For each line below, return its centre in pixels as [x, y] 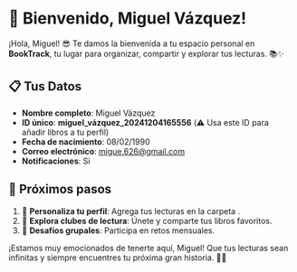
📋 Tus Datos [45, 86]
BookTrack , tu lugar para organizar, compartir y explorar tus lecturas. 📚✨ [146, 53]
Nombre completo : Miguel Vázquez [88, 113]
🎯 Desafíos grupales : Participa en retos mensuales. [118, 230]
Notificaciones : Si [56, 161]
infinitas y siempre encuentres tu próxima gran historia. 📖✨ [118, 258]
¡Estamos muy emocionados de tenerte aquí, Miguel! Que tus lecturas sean [148, 248]
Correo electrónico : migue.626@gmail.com [103, 151]
